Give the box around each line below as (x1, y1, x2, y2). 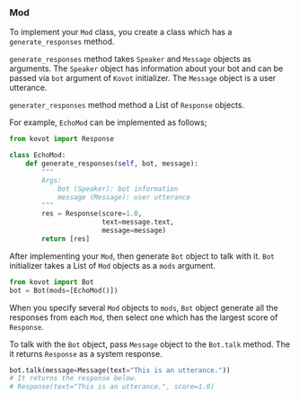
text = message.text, (101, 218, 175, 227)
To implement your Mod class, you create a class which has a (9, 27, 233, 38)
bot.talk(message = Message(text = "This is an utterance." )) (9, 366, 231, 375)
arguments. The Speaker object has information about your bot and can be (9, 63, 284, 74)
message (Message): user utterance (57, 192, 191, 201)
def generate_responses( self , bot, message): (25, 159, 199, 168)
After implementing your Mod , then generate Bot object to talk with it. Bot (9, 250, 276, 262)
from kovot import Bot (9, 277, 94, 287)
